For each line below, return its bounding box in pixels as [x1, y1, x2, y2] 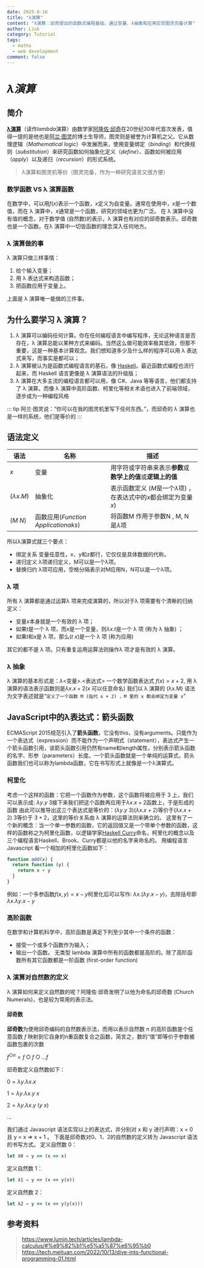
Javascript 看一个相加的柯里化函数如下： [7, 844, 109, 852]
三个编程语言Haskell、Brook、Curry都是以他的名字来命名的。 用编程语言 [7, 836, 188, 844]
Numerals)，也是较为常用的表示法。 [7, 995, 97, 1003]
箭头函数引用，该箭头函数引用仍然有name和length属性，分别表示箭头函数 [12, 744, 196, 752]
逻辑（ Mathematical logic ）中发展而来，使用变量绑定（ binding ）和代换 [12, 140, 190, 147]
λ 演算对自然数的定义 [7, 973, 69, 982]
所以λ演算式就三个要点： [7, 538, 69, 545]
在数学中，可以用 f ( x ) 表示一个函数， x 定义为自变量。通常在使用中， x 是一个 [7, 199, 191, 207]
